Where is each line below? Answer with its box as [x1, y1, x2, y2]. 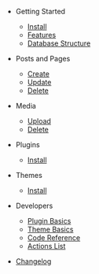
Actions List [27, 242, 66, 250]
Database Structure [27, 39, 91, 48]
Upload [27, 117, 51, 125]
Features [27, 31, 57, 39]
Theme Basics [27, 224, 74, 234]
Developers [15, 201, 53, 210]
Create [27, 69, 49, 78]
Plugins [15, 140, 41, 149]
